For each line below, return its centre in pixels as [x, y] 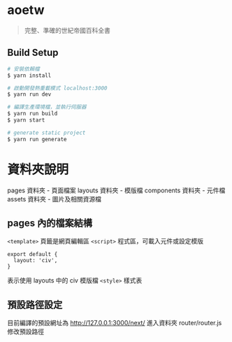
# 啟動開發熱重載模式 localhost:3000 [57, 88]
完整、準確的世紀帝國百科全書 [67, 30]
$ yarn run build [32, 114]
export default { [32, 255]
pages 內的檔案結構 [50, 223]
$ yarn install [29, 76]
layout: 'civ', [36, 261]
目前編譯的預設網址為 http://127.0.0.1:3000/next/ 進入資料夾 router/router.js [115, 323]
